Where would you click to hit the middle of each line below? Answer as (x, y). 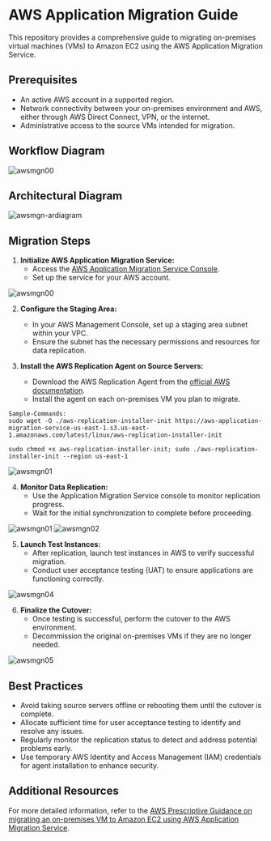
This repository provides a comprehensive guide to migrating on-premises (132, 37)
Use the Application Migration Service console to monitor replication (146, 496)
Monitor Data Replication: (64, 487)
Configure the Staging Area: (68, 309)
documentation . (58, 391)
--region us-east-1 (95, 457)
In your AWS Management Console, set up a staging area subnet (140, 325)
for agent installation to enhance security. (89, 766)
